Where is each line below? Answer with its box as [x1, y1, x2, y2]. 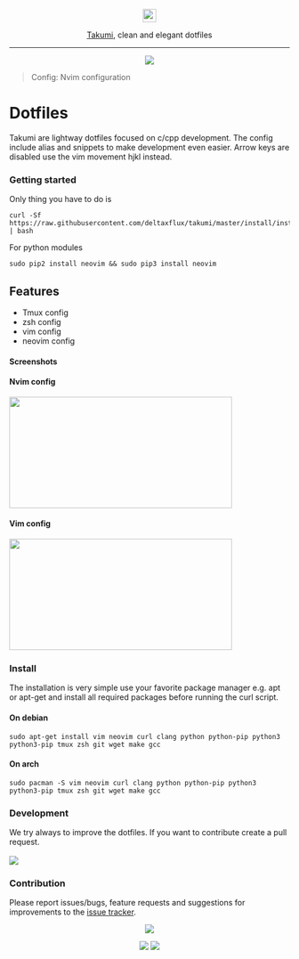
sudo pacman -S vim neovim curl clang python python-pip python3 [9, 778, 256, 787]
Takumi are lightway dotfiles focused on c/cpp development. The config [9, 132, 273, 142]
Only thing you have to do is [9, 194, 112, 205]
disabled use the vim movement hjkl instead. [9, 151, 173, 162]
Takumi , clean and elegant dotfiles [86, 29, 213, 40]
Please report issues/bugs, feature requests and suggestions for [9, 898, 246, 908]
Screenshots [9, 356, 58, 367]
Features [9, 283, 60, 298]
